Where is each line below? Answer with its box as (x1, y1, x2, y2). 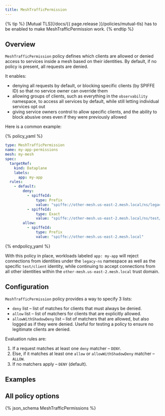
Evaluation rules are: (5, 336, 47, 342)
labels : (14, 170, 29, 175)
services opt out (12, 104, 46, 110)
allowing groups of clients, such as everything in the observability (12, 93, 148, 99)
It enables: (5, 73, 27, 79)
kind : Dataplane (14, 165, 48, 170)
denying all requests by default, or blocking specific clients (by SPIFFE (12, 83, 155, 89)
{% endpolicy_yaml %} (5, 243, 51, 249)
